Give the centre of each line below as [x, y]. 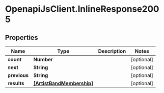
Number [43, 59]
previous [18, 75]
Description [112, 51]
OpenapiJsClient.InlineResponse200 [82, 9]
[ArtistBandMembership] [63, 83]
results [16, 83]
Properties [22, 37]
